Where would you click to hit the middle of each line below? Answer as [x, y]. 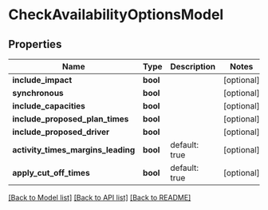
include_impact [42, 80]
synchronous [38, 93]
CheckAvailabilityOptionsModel [116, 15]
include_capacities [49, 106]
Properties [35, 44]
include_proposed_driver [61, 132]
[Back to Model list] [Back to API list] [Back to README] [100, 198]
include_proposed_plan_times [71, 119]
